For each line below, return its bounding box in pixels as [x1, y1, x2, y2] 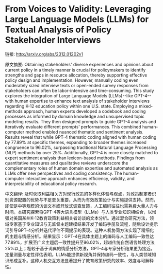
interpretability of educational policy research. [5, 181, 98, 186]
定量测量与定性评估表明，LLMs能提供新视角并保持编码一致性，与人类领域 [5, 252, 152, 257]
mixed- [138, 103, 153, 109]
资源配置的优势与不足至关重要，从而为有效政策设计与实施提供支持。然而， [9, 197, 158, 202]
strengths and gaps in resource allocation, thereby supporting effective [5, 72, 147, 78]
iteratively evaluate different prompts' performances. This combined [5, 124, 142, 129]
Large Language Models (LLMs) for [5, 14, 149, 25]
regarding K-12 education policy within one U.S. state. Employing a [5, 103, 138, 109]
